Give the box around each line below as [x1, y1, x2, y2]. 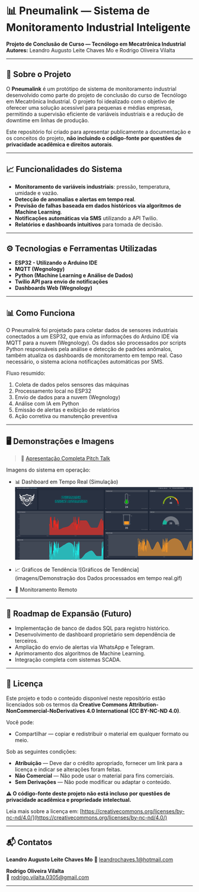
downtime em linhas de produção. [6, 116, 89, 124]
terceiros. [14, 637, 38, 644]
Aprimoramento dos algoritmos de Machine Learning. [14, 649, 146, 657]
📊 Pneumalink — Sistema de [6, 4, 150, 18]
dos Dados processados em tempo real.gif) [76, 575, 182, 582]
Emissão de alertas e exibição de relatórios [14, 406, 120, 413]
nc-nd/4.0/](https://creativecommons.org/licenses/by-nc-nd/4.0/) [6, 814, 168, 821]
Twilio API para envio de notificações [14, 278, 108, 285]
